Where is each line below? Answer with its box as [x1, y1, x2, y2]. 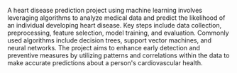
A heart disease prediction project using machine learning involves [7, 6, 202, 14]
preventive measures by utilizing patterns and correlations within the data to [7, 51, 230, 60]
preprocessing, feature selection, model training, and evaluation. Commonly [7, 28, 229, 37]
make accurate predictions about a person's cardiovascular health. [7, 59, 203, 67]
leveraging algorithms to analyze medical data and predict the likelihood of [7, 13, 226, 22]
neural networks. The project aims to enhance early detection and [7, 44, 201, 52]
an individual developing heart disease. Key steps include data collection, [7, 21, 222, 29]
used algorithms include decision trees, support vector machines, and [7, 36, 211, 45]
